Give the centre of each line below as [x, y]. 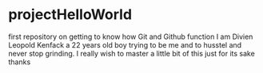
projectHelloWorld [70, 15]
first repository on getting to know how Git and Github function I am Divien [131, 36]
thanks [20, 62]
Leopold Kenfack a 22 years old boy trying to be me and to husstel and [125, 44]
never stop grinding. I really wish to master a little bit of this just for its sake [132, 53]
